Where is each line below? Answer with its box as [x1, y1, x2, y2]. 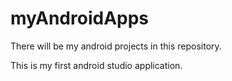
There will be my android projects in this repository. [10, 40, 222, 52]
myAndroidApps [10, 7, 150, 30]
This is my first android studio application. [10, 59, 183, 71]
